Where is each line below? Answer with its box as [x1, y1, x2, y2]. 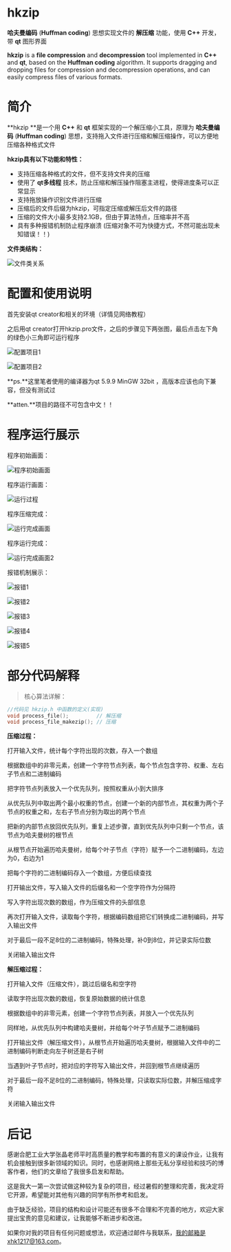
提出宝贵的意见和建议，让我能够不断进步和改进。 [7, 1214, 146, 1222]
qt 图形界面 [14, 36, 47, 45]
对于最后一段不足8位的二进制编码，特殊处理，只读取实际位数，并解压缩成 [7, 1076, 216, 1085]
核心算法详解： [23, 692, 67, 700]
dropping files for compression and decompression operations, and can [7, 65, 211, 74]
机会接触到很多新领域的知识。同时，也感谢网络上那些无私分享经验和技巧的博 [7, 1159, 224, 1167]
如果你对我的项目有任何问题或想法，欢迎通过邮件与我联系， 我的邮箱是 [7, 1229, 206, 1237]
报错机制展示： [7, 568, 49, 576]
